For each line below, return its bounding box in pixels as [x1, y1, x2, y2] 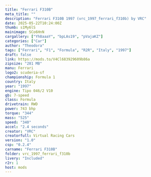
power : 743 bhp [5, 106, 36, 112]
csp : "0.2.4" [5, 143, 32, 147]
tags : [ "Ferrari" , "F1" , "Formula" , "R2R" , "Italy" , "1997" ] [5, 48, 132, 52]
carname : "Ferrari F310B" [5, 147, 57, 152]
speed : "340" [5, 120, 32, 125]
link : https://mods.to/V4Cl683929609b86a [5, 57, 90, 62]
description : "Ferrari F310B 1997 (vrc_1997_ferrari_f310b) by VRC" [5, 16, 147, 21]
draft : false [5, 52, 32, 57]
